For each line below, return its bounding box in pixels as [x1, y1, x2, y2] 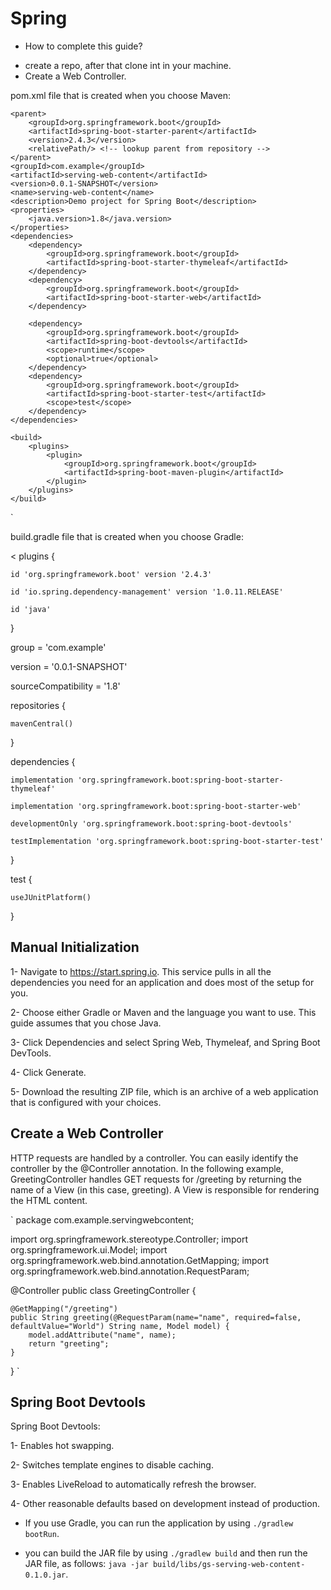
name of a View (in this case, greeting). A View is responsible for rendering [10, 1183, 320, 1196]
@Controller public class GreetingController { [10, 1284, 197, 1296]
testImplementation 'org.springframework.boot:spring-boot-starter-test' [10, 836, 325, 846]
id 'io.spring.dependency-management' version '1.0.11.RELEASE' [10, 587, 284, 597]
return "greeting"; [28, 1338, 110, 1349]
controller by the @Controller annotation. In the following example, [10, 1162, 284, 1174]
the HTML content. [10, 1194, 88, 1206]
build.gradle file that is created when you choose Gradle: [10, 530, 244, 542]
